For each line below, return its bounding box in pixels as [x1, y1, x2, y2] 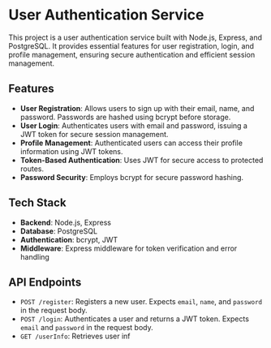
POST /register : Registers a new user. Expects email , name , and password [19, 297, 262, 307]
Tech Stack [8, 196, 67, 210]
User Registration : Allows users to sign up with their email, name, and [19, 103, 255, 113]
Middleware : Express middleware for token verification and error [19, 243, 238, 253]
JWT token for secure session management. [19, 129, 169, 139]
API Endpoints [8, 275, 82, 289]
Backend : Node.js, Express [19, 217, 112, 227]
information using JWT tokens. [19, 146, 123, 156]
